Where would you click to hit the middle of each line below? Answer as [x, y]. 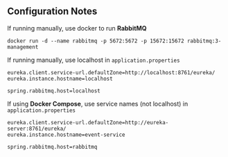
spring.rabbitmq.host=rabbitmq [52, 147]
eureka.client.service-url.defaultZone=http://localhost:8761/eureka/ [111, 72]
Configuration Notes [52, 11]
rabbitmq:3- [204, 41]
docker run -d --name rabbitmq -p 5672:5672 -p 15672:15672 [96, 41]
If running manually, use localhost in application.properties [94, 60]
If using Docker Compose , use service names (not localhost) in [98, 104]
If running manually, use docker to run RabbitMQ [77, 28]
